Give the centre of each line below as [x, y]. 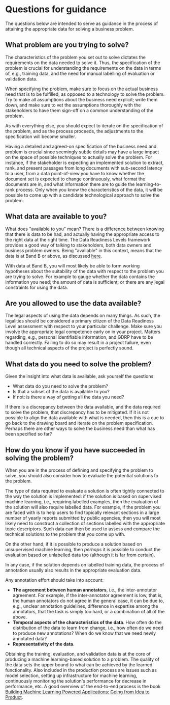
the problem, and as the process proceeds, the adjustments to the [74, 131]
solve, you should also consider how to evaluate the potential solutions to [82, 476]
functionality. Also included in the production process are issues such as [81, 670]
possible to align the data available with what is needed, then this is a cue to [85, 418]
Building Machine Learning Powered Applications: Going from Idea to [77, 692]
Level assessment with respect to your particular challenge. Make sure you [84, 327]
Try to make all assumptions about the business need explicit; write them [81, 99]
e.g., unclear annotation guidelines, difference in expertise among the [85, 606]
